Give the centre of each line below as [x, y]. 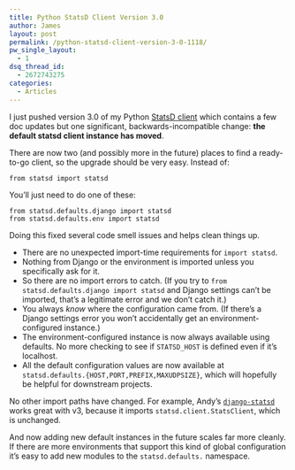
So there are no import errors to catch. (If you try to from [125, 281]
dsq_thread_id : [37, 67]
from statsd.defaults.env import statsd [85, 219]
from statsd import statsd [59, 178]
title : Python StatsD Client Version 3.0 [87, 17]
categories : [31, 83]
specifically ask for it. [61, 271]
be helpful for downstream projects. [87, 384]
